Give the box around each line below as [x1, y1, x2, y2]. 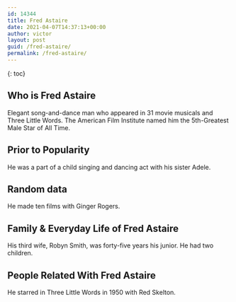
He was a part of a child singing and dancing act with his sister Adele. [7, 163, 211, 171]
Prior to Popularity [7, 144, 90, 156]
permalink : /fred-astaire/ [7, 50, 87, 57]
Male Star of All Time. [7, 123, 71, 132]
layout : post [7, 37, 46, 44]
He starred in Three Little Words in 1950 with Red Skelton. [7, 288, 176, 296]
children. [7, 249, 33, 257]
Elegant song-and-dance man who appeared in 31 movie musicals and [7, 108, 213, 117]
